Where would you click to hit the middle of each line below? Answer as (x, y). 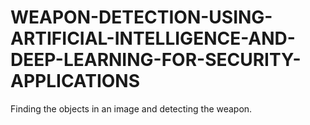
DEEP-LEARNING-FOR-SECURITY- (156, 60)
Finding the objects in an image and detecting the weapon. (131, 108)
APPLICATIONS (75, 81)
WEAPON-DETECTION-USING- (141, 17)
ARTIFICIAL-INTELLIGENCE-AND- (153, 38)
